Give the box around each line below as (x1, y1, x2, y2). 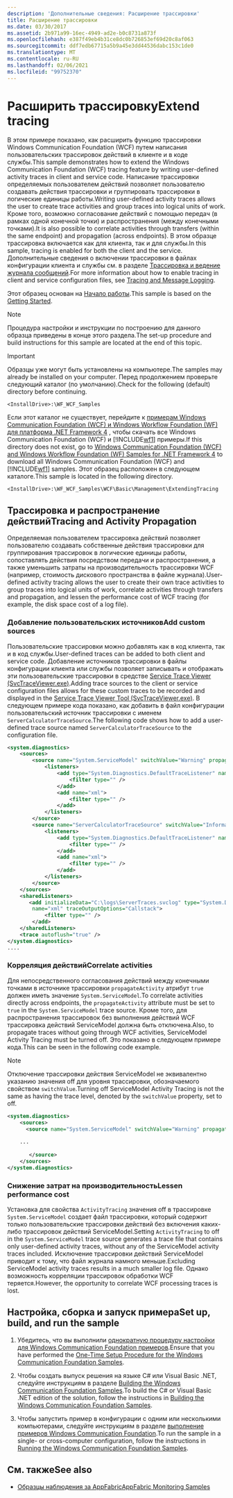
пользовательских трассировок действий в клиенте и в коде (7, 151, 189, 159)
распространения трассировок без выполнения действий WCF (7, 1013, 196, 1022)
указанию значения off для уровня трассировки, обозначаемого (7, 1077, 200, 1085)
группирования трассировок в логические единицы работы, (7, 549, 187, 557)
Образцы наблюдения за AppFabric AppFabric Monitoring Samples (17, 1482, 210, 1490)
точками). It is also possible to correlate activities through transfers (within (7, 224, 220, 233)
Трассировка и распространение (7, 504, 160, 516)
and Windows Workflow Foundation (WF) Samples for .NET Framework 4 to (7, 450, 223, 458)
